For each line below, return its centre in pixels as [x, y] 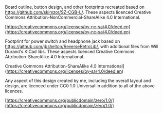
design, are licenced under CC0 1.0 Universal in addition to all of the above [80, 86]
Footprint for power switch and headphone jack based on [63, 41]
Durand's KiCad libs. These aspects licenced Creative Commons [70, 51]
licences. [14, 91]
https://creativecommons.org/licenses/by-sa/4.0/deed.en [64, 71]
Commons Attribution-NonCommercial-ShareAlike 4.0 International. [73, 17]
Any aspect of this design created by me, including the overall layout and [78, 81]
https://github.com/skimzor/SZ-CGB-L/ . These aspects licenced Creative [78, 12]
